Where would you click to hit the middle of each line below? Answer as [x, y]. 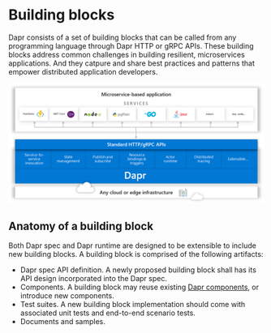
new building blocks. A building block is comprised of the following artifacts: [136, 254]
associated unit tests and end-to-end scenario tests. [108, 313]
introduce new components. [67, 295]
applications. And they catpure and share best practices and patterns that [132, 63]
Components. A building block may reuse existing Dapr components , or [140, 287]
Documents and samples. [62, 321]
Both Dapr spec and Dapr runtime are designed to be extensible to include [133, 245]
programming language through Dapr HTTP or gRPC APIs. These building [131, 45]
